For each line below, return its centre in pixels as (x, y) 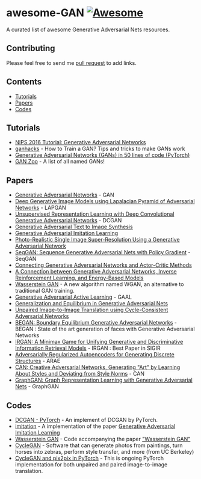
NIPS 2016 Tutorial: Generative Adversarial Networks (80, 142)
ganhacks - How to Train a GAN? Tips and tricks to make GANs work (100, 149)
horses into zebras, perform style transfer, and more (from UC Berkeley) (104, 452)
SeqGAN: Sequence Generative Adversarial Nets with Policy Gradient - (103, 252)
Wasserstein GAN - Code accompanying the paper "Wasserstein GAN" (103, 439)
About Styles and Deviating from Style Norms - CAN (80, 374)
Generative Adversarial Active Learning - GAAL (73, 297)
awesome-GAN (45, 13)
